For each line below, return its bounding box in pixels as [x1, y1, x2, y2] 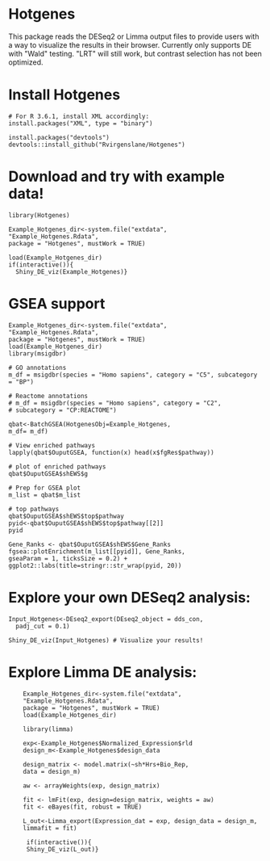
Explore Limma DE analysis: [8, 663, 197, 681]
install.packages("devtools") [8, 133, 110, 141]
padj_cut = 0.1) [15, 622, 70, 630]
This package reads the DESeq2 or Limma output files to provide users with [8, 31, 260, 41]
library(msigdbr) [8, 349, 67, 358]
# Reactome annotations [8, 392, 89, 400]
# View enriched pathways [8, 441, 95, 449]
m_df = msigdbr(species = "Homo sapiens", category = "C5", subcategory [8, 371, 258, 379]
